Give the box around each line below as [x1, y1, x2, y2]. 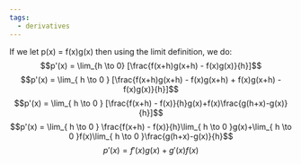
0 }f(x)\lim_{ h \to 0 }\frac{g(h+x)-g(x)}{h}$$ [68, 131, 234, 142]
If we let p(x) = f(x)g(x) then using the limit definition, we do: [9, 46, 233, 56]
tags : [9, 13, 30, 22]
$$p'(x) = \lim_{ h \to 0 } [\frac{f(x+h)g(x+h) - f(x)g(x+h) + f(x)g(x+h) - [21, 73, 281, 85]
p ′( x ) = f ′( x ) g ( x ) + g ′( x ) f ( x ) [102, 144, 199, 155]
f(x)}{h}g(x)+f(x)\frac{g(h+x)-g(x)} [159, 98, 288, 108]
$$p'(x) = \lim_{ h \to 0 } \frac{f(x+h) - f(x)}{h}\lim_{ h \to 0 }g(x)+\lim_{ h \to [10, 121, 292, 132]
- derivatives [17, 22, 70, 30]
